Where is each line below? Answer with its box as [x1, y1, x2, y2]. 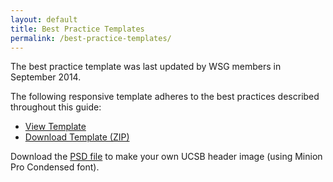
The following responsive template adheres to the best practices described [10, 91, 320, 103]
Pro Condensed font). [10, 161, 100, 173]
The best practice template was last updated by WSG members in [10, 61, 282, 73]
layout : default [10, 14, 78, 25]
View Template [24, 121, 87, 133]
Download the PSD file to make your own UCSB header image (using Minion [10, 151, 323, 163]
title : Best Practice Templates [10, 24, 145, 34]
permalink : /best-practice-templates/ [10, 33, 172, 43]
